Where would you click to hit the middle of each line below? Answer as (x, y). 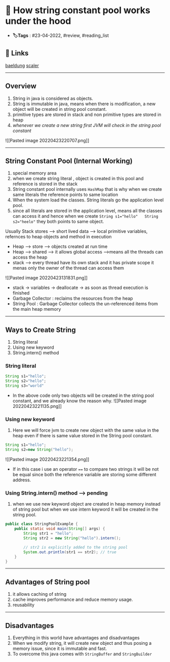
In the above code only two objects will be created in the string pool (83, 396)
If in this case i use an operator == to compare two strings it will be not (86, 469)
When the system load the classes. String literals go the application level (88, 200)
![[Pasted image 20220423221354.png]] (47, 460)
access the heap (30, 257)
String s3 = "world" (25, 386)
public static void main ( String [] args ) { (60, 529)
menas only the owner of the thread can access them (68, 268)
